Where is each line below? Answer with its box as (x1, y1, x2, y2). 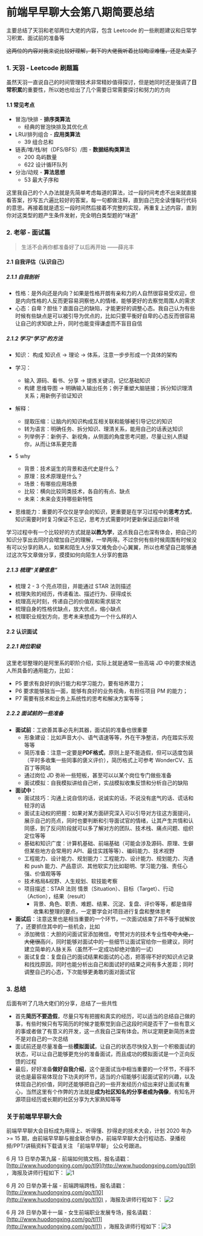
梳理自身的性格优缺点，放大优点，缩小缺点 (14, 606, 121, 613)
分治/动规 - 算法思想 (14, 169, 65, 176)
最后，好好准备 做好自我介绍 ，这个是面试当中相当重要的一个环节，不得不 (14, 1065, 195, 1073)
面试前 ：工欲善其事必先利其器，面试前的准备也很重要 (14, 726, 148, 733)
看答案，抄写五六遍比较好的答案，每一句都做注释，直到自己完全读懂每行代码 (6, 197, 197, 204)
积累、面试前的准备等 (11, 34, 65, 41)
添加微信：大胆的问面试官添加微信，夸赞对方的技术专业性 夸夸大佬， (24, 930, 194, 938)
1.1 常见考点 (6, 101, 35, 108)
